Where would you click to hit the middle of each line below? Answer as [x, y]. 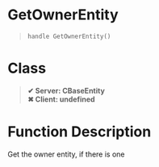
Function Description [79, 132]
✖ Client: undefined [61, 99]
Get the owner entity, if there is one [67, 154]
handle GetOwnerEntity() [69, 36]
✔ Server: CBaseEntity [66, 90]
